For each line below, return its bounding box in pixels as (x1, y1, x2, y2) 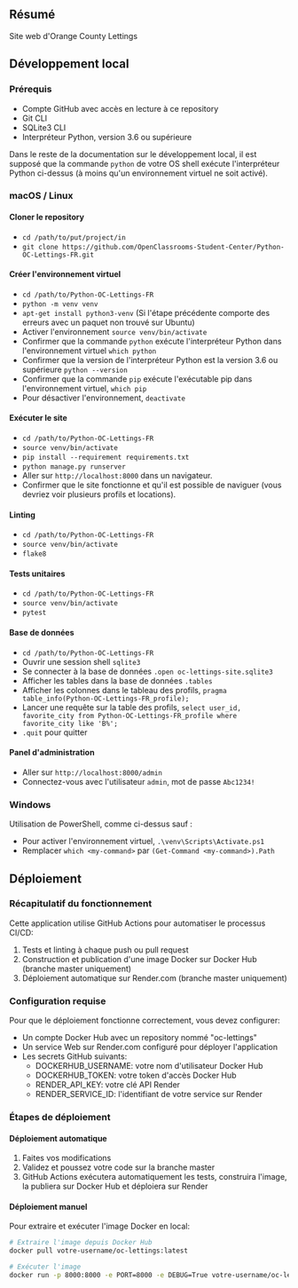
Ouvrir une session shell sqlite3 (21, 656, 141, 667)
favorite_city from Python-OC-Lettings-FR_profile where (21, 711, 238, 720)
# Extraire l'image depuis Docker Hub (9, 1238, 153, 1247)
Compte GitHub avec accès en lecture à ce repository (21, 103, 219, 114)
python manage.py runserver (21, 462, 126, 471)
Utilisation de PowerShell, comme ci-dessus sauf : (9, 818, 193, 829)
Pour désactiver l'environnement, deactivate (21, 392, 186, 403)
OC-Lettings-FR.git (21, 250, 95, 259)
